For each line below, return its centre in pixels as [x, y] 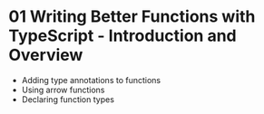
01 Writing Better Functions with [132, 17]
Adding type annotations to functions [91, 80]
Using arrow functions [63, 90]
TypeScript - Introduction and [122, 36]
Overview [46, 55]
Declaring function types [68, 99]
